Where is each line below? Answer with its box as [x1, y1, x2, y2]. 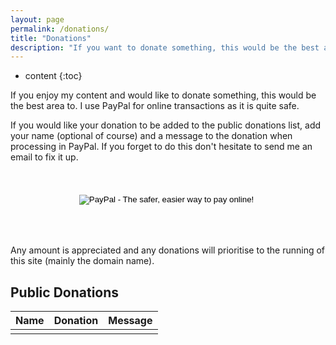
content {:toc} [24, 70, 83, 82]
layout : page [10, 14, 65, 25]
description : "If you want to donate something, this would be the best [10, 42, 320, 53]
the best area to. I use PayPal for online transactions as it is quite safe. [10, 100, 300, 112]
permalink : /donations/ [10, 24, 110, 34]
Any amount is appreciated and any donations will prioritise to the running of [10, 244, 326, 256]
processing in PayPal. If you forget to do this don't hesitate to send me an [10, 141, 313, 153]
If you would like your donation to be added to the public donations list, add [10, 119, 322, 131]
